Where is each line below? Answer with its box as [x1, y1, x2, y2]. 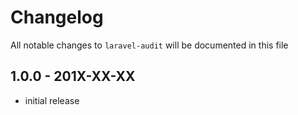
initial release [24, 94, 80, 106]
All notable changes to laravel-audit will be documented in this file [10, 39, 289, 51]
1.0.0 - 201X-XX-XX [10, 68, 136, 85]
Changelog [10, 6, 104, 29]
